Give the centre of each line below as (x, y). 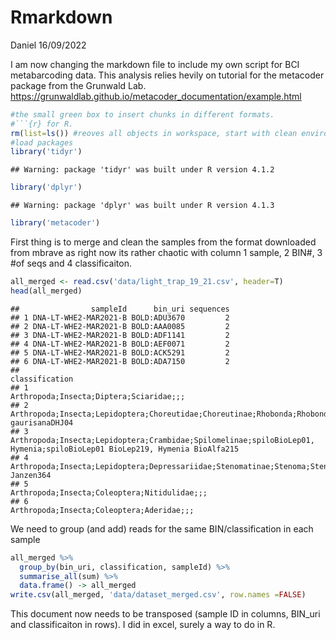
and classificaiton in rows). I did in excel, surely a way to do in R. (143, 625)
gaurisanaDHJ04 (42, 422)
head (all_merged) (46, 291)
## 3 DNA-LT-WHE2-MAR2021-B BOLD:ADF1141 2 (120, 335)
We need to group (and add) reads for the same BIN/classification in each (162, 528)
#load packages (42, 142)
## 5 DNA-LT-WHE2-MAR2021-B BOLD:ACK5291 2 (120, 352)
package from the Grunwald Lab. (78, 85)
